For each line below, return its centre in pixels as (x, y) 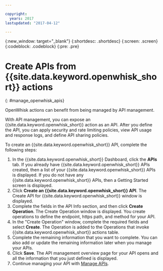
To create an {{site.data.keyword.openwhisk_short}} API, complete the (76, 145)
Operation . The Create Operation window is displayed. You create (79, 212)
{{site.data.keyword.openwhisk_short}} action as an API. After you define (79, 125)
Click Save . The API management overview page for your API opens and (85, 253)
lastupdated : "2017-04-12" (33, 23)
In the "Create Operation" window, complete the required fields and (80, 222)
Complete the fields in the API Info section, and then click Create (78, 206)
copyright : (16, 14)
